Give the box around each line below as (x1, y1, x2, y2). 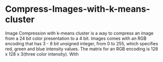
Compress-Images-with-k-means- (5, 3, 150, 15)
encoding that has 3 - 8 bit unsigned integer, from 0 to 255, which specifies (5, 40, 159, 46)
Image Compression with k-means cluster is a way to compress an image (5, 30, 154, 36)
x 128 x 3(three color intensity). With (5, 51, 79, 57)
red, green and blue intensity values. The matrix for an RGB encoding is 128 (5, 46, 159, 52)
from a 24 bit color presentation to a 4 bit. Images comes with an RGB (5, 35, 147, 41)
